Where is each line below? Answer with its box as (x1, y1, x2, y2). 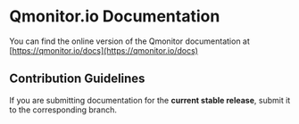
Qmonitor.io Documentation (9, 6, 220, 27)
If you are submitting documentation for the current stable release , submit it (9, 95, 291, 105)
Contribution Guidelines (9, 71, 145, 87)
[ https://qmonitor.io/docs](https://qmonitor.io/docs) (9, 45, 199, 55)
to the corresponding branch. (9, 104, 118, 115)
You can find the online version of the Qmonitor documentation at (9, 36, 250, 46)
